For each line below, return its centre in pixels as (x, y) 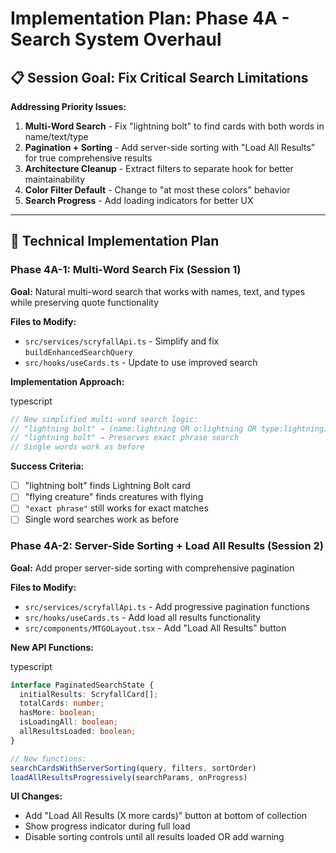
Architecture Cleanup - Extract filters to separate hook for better (159, 168)
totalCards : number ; (62, 703)
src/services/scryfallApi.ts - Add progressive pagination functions (167, 606)
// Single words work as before (77, 447)
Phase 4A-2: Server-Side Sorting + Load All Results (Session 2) (167, 546)
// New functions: (48, 758)
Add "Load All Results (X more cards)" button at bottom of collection (166, 816)
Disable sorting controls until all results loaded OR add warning (154, 837)
